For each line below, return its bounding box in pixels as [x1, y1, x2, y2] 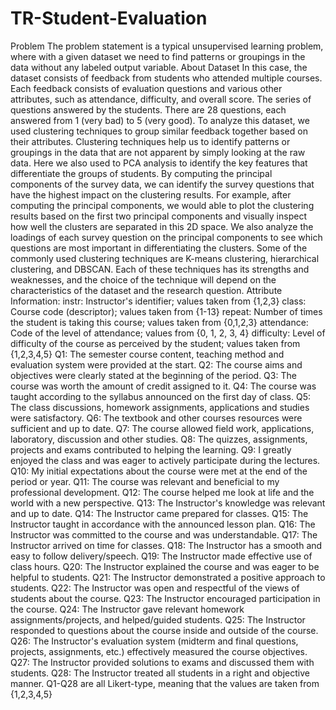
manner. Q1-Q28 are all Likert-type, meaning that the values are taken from [10, 677, 320, 689]
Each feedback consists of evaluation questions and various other [10, 82, 283, 94]
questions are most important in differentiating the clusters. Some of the [10, 242, 308, 254]
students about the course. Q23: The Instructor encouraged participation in [10, 592, 321, 604]
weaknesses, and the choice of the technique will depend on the [10, 273, 277, 286]
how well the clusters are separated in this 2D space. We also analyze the [10, 220, 314, 232]
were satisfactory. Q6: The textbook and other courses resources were [10, 412, 303, 424]
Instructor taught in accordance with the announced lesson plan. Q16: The [10, 518, 316, 530]
